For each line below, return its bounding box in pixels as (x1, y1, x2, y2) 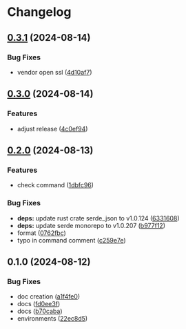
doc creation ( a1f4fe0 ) (17, 292, 81, 301)
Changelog (7, 4, 72, 20)
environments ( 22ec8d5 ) (17, 314, 88, 323)
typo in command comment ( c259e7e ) (17, 236, 126, 244)
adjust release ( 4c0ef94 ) (17, 124, 88, 133)
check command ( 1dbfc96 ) (17, 181, 94, 189)
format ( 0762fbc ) (17, 229, 67, 237)
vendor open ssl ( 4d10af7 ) (17, 68, 92, 76)
